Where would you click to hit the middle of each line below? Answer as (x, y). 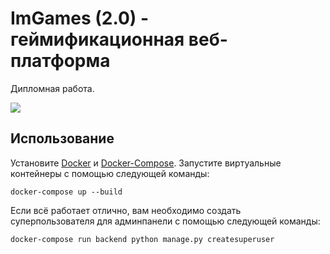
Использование (62, 138)
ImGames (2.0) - (80, 18)
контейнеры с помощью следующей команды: (110, 173)
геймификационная (97, 39)
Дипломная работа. (52, 88)
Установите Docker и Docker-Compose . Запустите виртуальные (146, 163)
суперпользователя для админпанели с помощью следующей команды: (165, 221)
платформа (60, 61)
